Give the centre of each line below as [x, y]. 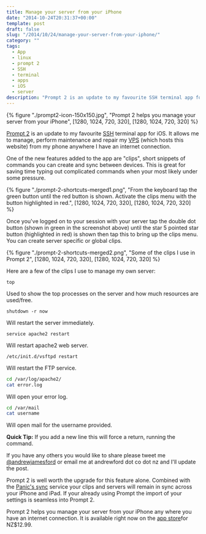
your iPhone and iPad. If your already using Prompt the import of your [94, 494]
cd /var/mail [23, 408]
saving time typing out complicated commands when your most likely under [102, 171]
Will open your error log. [37, 397]
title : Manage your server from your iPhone [64, 12]
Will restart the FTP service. [41, 368]
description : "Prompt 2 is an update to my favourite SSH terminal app [100, 97]
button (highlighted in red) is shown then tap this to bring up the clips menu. [102, 234]
